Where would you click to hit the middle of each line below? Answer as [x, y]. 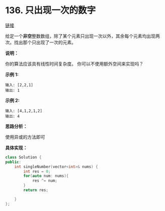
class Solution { [23, 157]
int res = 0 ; [37, 171]
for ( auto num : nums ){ [46, 176]
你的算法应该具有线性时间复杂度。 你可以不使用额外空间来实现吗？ [74, 64]
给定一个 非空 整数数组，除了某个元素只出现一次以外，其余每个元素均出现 [80, 36]
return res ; [36, 190]
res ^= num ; [45, 181]
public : [13, 162]
